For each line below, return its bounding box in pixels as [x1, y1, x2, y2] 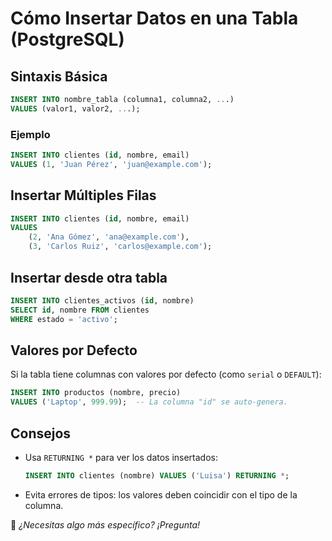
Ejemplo [10, 127, 51, 141]
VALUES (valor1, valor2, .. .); [10, 103, 141, 114]
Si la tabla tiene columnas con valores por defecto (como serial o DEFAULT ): [10, 368, 322, 381]
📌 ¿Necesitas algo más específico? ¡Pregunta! [10, 518, 201, 531]
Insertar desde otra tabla [10, 269, 168, 286]
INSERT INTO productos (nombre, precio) [10, 388, 182, 398]
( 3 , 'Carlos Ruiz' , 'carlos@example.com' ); [28, 242, 213, 252]
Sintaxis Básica [10, 68, 108, 85]
